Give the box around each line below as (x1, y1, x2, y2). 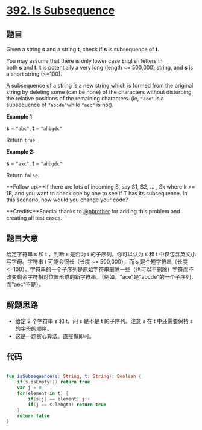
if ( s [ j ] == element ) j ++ (28, 396, 90, 402)
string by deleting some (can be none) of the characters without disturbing (6, 88, 192, 96)
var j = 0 (17, 385, 42, 391)
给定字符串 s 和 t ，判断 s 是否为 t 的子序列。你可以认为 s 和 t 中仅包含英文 (6, 250, 191, 258)
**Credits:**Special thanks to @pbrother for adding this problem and (6, 208, 180, 215)
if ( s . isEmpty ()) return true (17, 379, 90, 385)
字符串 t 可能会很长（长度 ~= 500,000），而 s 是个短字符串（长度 (27, 258, 188, 265)
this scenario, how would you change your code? (6, 196, 128, 203)
